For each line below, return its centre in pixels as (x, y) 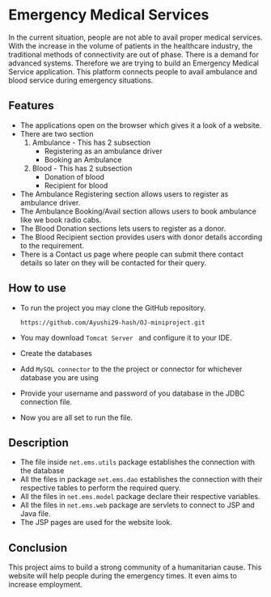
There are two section (57, 133)
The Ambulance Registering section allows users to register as (124, 194)
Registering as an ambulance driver (104, 150)
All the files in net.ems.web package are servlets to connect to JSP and (137, 505)
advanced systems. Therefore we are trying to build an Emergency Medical (133, 63)
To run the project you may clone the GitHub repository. (113, 307)
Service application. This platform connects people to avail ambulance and (133, 71)
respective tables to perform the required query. (100, 488)
